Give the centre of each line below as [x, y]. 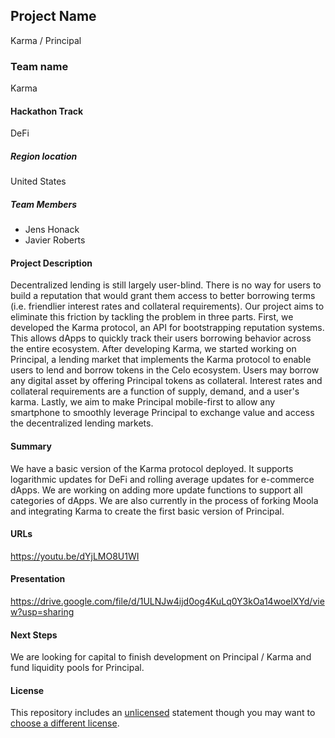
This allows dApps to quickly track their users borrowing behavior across [161, 338]
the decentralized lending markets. [82, 423]
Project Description [51, 263]
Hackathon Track [47, 111]
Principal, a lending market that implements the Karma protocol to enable [161, 360]
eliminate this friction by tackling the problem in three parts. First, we [152, 317]
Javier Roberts [55, 240]
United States [38, 181]
